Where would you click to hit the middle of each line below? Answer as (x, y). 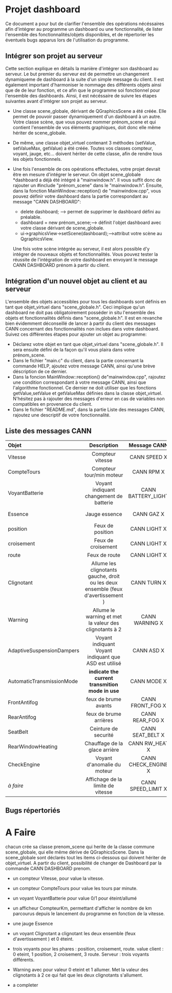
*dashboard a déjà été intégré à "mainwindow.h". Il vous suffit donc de (87, 180)
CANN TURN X (148, 583)
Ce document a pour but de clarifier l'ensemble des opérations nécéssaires (85, 24)
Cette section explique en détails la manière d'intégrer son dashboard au (82, 68)
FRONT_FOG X (148, 706)
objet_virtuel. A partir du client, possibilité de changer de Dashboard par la (84, 863)
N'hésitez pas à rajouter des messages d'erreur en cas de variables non (89, 399)
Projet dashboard (43, 9)
